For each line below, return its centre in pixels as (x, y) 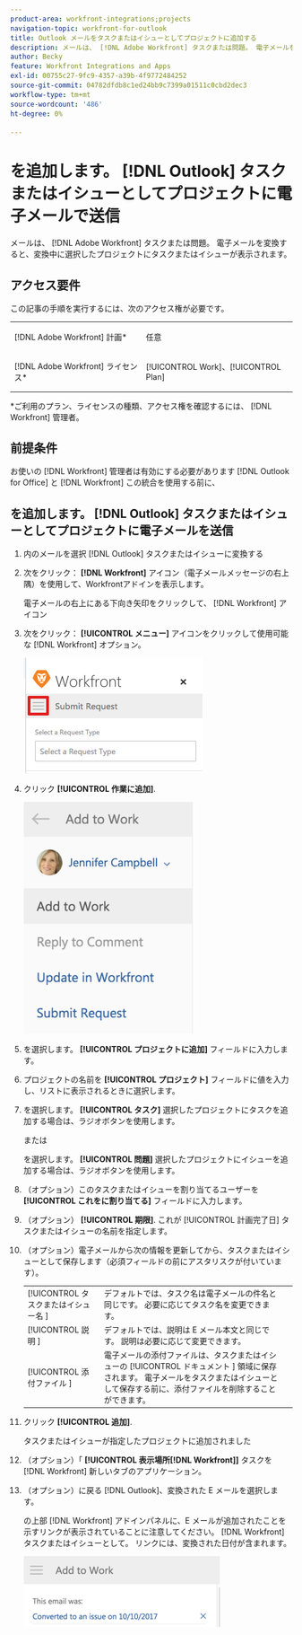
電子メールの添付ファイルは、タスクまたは (182, 1355)
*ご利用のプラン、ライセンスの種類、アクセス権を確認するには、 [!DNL (141, 406)
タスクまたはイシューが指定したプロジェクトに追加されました (137, 1440)
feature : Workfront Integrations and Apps (91, 66)
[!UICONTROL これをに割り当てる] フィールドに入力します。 (135, 1201)
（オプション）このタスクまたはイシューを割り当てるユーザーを (141, 1190)
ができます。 (127, 1400)
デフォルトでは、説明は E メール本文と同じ (183, 1330)
